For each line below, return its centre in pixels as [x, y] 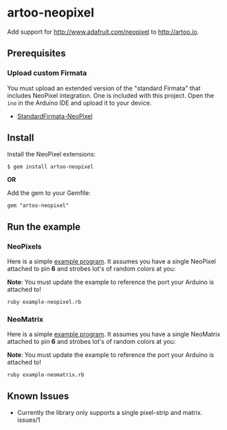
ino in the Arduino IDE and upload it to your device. [79, 103]
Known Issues [38, 396]
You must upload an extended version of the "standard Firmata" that [104, 88]
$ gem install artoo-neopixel [51, 167]
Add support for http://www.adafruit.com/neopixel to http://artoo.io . [103, 32]
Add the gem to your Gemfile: [49, 193]
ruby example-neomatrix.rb [46, 375]
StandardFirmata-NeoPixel [55, 116]
